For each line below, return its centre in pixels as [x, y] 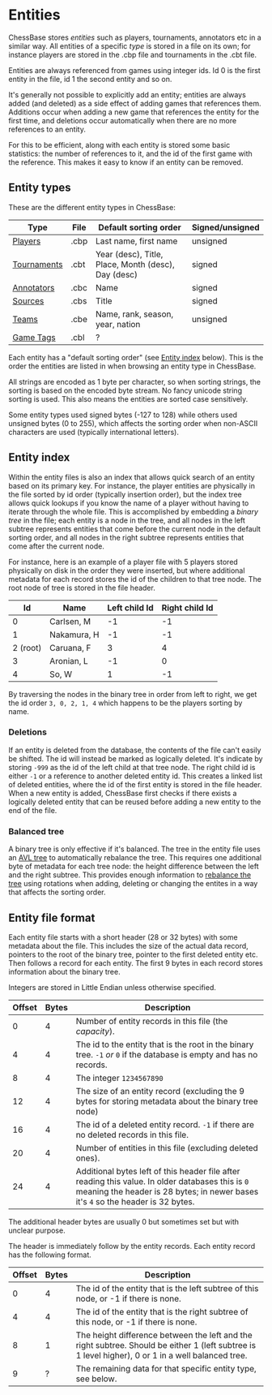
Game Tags [34, 337]
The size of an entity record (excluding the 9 [160, 1091]
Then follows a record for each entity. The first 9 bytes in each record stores [136, 962]
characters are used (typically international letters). [94, 432]
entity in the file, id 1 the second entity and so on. [90, 79]
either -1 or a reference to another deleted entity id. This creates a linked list [136, 776]
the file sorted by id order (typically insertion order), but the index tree [125, 494]
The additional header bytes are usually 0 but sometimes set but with [123, 1221]
